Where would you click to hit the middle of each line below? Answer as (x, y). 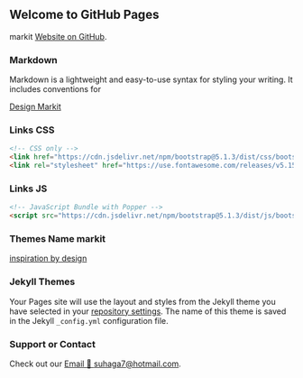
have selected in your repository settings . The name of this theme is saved (148, 311)
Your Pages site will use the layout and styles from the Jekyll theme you (143, 301)
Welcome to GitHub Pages (84, 15)
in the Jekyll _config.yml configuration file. (89, 320)
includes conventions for (55, 89)
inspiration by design (48, 258)
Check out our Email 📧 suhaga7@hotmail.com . (96, 364)
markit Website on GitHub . (58, 36)
